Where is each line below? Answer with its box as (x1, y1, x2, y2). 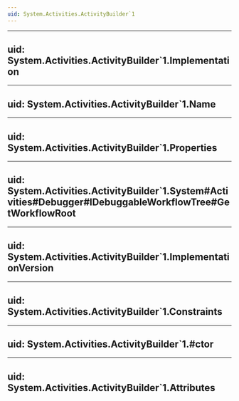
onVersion (7, 262, 54, 274)
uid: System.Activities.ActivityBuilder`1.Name (7, 98, 216, 110)
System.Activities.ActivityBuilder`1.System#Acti (7, 185, 229, 197)
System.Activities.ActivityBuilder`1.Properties (7, 142, 218, 154)
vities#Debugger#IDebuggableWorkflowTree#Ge (7, 197, 230, 209)
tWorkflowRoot (7, 207, 76, 219)
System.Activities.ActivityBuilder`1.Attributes (7, 382, 216, 394)
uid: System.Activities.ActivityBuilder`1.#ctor (7, 338, 214, 350)
